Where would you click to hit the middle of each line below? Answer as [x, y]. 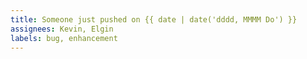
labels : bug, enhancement [64, 38]
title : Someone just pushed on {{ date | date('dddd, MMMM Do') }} [154, 19]
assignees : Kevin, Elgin [62, 29]
